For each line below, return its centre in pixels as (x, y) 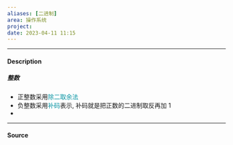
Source (18, 135)
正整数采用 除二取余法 (48, 97)
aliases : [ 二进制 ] (32, 13)
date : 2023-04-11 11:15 (42, 33)
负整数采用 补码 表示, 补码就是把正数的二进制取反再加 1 (94, 105)
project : (20, 26)
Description (25, 61)
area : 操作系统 (27, 20)
